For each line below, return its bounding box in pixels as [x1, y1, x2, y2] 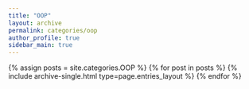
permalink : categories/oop [8, 26, 98, 34]
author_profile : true [8, 33, 80, 42]
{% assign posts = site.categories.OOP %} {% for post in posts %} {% [8, 63, 238, 72]
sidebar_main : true [8, 41, 73, 49]
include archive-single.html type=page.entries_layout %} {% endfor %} [8, 72, 242, 81]
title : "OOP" [8, 11, 52, 20]
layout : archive [8, 19, 62, 27]
